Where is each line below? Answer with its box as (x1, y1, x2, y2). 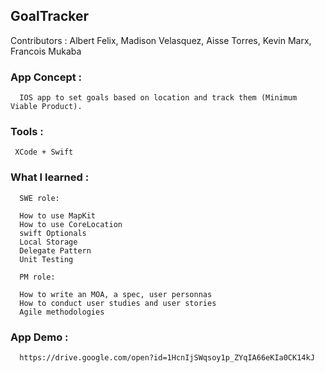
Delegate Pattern (19, 245, 92, 256)
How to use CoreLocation (19, 219, 123, 229)
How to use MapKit (19, 210, 97, 221)
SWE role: (19, 193, 60, 203)
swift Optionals (19, 228, 87, 238)
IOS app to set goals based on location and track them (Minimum (19, 93, 298, 103)
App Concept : (10, 70, 83, 84)
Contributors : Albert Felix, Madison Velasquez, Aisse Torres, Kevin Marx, (10, 34, 312, 46)
